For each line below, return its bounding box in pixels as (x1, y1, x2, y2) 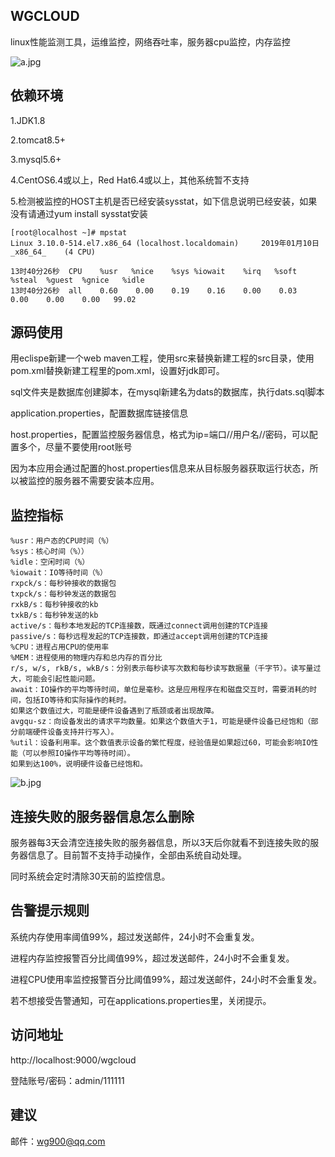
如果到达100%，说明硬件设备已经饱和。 (10, 759, 148, 769)
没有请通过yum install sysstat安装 (10, 207, 148, 219)
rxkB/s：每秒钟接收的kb (10, 600, 99, 610)
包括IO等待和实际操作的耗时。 (24, 695, 132, 706)
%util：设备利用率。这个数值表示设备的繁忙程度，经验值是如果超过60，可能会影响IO (10, 738, 312, 748)
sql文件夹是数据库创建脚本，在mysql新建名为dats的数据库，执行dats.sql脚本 (10, 386, 325, 398)
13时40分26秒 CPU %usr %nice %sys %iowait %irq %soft (10, 266, 298, 276)
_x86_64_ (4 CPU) (10, 247, 97, 257)
